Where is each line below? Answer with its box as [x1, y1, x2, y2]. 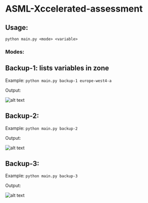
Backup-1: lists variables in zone [5, 64, 110, 72]
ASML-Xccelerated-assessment [5, 3, 143, 15]
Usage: [5, 23, 29, 32]
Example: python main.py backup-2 [5, 125, 78, 131]
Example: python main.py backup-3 [5, 173, 78, 179]
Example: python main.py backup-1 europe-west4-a [5, 77, 112, 84]
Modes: [5, 48, 24, 55]
